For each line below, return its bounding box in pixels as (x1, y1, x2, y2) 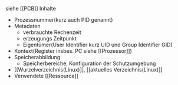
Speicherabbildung (14, 54, 61, 60)
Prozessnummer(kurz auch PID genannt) (14, 16, 113, 23)
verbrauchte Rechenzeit (22, 29, 81, 36)
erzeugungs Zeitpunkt (22, 35, 77, 42)
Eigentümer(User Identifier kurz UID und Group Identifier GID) (22, 41, 173, 48)
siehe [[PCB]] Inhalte (5, 5, 57, 12)
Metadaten (14, 23, 41, 29)
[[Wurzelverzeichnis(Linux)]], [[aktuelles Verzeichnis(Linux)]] (14, 66, 163, 73)
